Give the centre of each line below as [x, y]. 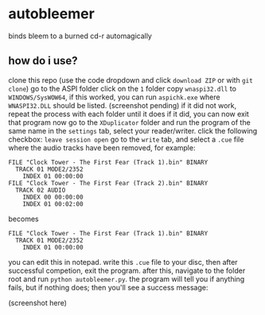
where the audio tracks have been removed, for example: [102, 147]
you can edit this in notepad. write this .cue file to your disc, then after [123, 262]
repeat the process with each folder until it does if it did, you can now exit [129, 114]
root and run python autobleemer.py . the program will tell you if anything [127, 278]
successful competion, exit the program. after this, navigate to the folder [127, 270]
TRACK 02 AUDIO [41, 190]
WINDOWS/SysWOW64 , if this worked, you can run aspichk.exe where [114, 97]
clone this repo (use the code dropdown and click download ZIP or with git [131, 80]
